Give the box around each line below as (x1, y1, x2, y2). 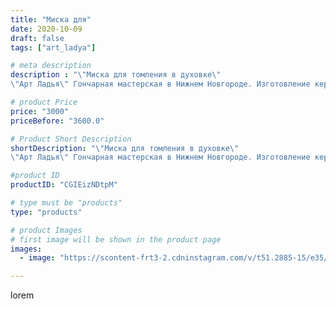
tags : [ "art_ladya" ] (10, 42, 97, 53)
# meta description (10, 61, 92, 71)
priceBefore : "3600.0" (10, 116, 105, 126)
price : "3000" (10, 106, 70, 116)
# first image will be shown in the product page (10, 234, 222, 245)
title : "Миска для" (10, 14, 92, 25)
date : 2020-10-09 (10, 24, 83, 34)
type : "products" (10, 207, 83, 217)
